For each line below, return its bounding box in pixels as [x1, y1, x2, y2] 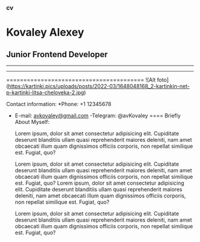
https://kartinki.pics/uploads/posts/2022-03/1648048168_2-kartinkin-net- [8, 82, 190, 89]
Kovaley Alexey [6, 26, 85, 39]
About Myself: [14, 118, 49, 125]
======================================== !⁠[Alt [6, 76, 156, 83]
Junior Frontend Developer [6, 49, 108, 60]
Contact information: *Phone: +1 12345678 [6, 100, 112, 107]
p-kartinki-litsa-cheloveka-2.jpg [6, 89, 85, 96]
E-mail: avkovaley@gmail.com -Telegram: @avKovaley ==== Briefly [14, 111, 181, 119]
